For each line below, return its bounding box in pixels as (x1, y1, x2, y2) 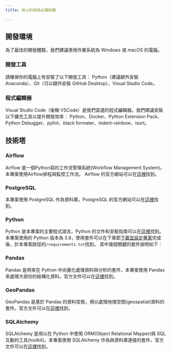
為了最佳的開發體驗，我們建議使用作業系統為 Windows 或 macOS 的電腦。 (5, 47, 163, 53)
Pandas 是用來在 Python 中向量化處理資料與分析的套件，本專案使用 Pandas (5, 267, 165, 273)
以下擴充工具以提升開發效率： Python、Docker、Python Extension (5, 114, 146, 120)
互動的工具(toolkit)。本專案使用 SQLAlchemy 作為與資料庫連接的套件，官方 (5, 337, 164, 343)
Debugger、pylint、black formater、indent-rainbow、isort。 (21, 120, 149, 126)
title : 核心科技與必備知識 (5, 7, 56, 13)
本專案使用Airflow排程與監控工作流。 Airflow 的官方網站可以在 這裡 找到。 (5, 171, 160, 177)
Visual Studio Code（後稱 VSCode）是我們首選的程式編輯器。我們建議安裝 (5, 107, 163, 113)
